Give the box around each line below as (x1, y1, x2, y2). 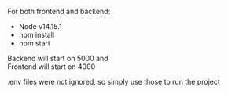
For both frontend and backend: (7, 7, 111, 16)
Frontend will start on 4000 (7, 62, 96, 71)
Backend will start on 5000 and (7, 54, 108, 63)
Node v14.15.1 (18, 22, 62, 31)
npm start (18, 38, 50, 48)
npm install (18, 31, 55, 39)
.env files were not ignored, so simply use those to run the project (7, 78, 221, 86)
